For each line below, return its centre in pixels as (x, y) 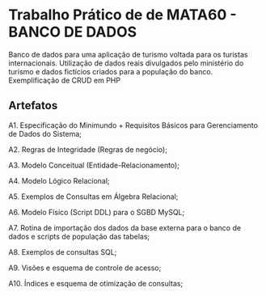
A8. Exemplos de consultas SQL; (63, 252)
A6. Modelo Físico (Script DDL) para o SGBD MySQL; (97, 212)
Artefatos (33, 106)
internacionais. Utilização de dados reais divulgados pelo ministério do (126, 63)
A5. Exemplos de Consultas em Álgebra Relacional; (93, 197)
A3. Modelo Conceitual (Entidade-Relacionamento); (94, 165)
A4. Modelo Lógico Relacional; (59, 180)
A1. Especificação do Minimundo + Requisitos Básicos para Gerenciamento (133, 125)
